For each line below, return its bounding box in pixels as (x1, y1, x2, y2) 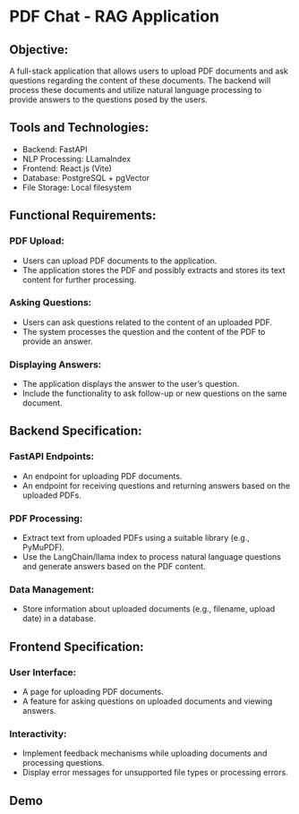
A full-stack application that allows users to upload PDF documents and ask (9, 65, 288, 76)
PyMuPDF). (21, 542, 65, 553)
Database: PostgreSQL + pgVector (21, 172, 150, 183)
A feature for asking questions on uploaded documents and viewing (21, 696, 273, 707)
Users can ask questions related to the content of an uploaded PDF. (21, 316, 273, 328)
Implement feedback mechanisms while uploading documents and (21, 748, 268, 758)
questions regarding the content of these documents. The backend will (9, 75, 271, 86)
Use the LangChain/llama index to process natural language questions (21, 552, 282, 562)
